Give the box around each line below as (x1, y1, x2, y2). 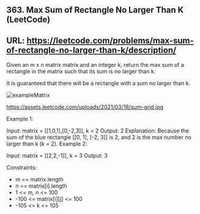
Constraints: (6, 164, 37, 171)
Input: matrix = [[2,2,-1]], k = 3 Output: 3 (6, 152, 108, 159)
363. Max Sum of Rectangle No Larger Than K (6, 5, 184, 15)
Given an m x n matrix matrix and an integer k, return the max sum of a (6, 61, 185, 69)
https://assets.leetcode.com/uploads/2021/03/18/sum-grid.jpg (6, 104, 164, 111)
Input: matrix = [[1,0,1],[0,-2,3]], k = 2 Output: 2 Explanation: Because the (6, 127, 190, 134)
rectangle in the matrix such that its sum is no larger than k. (6, 67, 156, 75)
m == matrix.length (15, 176, 64, 183)
